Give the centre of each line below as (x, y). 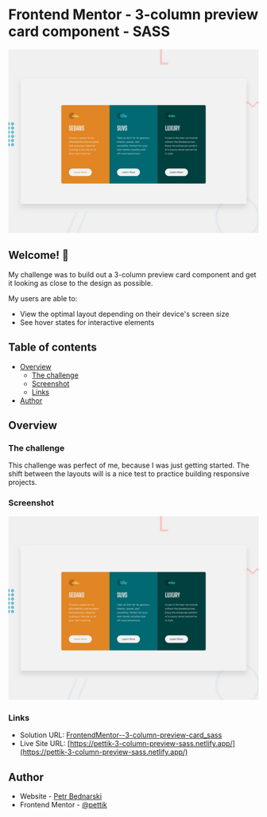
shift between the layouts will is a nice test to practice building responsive (129, 474)
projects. (23, 483)
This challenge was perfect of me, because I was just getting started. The (129, 465)
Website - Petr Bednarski (60, 796)
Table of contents (52, 348)
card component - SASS (89, 31)
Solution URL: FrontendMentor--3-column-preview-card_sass (121, 735)
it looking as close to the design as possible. (81, 283)
